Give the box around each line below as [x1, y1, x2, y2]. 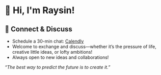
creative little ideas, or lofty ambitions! [12, 49, 93, 55]
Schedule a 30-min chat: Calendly [12, 38, 84, 44]
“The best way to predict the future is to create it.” [5, 64, 111, 70]
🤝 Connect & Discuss [5, 25, 72, 33]
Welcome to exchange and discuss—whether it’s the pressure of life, [12, 44, 156, 50]
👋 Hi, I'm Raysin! [5, 5, 75, 16]
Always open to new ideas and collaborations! [12, 54, 109, 60]
